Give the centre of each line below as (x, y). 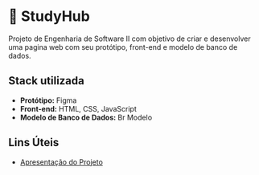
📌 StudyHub (49, 16)
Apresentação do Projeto (61, 162)
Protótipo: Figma (48, 100)
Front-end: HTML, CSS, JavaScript (78, 108)
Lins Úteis (34, 142)
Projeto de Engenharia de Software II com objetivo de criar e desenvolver (129, 39)
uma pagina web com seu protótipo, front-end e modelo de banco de (123, 47)
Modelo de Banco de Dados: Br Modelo (86, 117)
